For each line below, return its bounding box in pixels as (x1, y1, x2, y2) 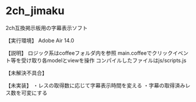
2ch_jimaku (5, 4, 65, 18)
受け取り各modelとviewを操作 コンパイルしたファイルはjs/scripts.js (21, 57, 186, 64)
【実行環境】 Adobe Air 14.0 (5, 37, 75, 44)
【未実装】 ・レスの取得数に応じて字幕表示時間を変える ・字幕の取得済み (5, 81, 185, 89)
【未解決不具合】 (5, 69, 48, 76)
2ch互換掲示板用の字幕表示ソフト (5, 24, 88, 31)
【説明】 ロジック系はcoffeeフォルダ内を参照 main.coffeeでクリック (5, 49, 173, 57)
